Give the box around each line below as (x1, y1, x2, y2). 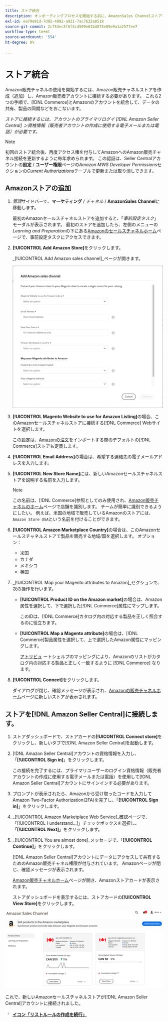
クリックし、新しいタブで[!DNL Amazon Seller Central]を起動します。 (12, 740, 156, 746)
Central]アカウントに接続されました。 (5, 1000, 83, 1006)
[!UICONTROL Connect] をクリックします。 (12, 677, 102, 683)
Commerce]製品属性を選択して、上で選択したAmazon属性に (19, 636, 144, 643)
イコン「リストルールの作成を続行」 (12, 1011, 87, 1017)
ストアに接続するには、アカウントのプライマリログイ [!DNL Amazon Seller (5, 116, 159, 122)
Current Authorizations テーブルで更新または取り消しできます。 (27, 168, 156, 174)
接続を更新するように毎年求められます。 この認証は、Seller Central (13, 155, 152, 161)
